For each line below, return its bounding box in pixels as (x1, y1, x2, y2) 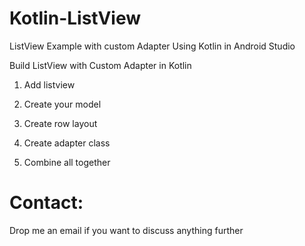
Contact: (9, 192, 84, 214)
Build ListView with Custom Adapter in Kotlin (9, 59, 192, 71)
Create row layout (23, 117, 98, 129)
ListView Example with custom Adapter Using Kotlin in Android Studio (9, 40, 296, 52)
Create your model (23, 98, 102, 110)
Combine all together (23, 156, 111, 168)
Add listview (23, 78, 76, 91)
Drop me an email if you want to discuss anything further (9, 224, 244, 236)
